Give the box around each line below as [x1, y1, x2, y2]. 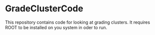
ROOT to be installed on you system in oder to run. [5, 24, 107, 30]
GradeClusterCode [5, 3, 83, 14]
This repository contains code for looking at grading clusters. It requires [5, 19, 151, 25]
